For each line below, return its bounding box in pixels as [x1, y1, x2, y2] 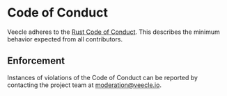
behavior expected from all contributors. [7, 35, 123, 43]
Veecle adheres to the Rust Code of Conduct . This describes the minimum [7, 28, 221, 36]
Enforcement [7, 55, 65, 67]
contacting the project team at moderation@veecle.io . [7, 81, 162, 89]
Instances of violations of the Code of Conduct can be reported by [7, 73, 198, 81]
